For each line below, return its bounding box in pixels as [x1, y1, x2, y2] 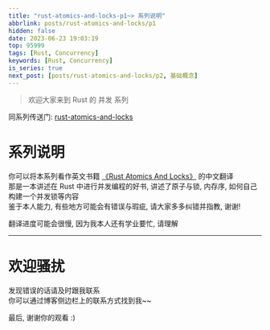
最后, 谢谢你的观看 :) [8, 312, 76, 322]
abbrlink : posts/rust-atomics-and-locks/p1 [8, 19, 157, 27]
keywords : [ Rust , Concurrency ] [8, 57, 113, 65]
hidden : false [8, 27, 56, 35]
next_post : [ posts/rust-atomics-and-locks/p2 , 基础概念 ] [8, 72, 198, 80]
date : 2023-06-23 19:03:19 [8, 34, 99, 43]
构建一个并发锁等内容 [8, 191, 79, 201]
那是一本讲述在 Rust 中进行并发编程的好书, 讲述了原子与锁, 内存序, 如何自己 [8, 181, 258, 191]
